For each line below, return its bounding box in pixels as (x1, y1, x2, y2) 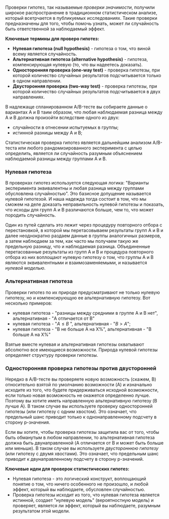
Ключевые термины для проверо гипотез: (5, 35, 99, 42)
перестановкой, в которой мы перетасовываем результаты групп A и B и (5, 228, 163, 234)
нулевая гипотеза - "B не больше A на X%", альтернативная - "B (12, 326, 152, 332)
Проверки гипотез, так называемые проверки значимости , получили (5, 5, 155, 10)
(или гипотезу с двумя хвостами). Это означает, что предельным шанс (5, 451, 159, 457)
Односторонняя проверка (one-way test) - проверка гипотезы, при (12, 67, 160, 73)
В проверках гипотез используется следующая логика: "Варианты (5, 180, 149, 186)
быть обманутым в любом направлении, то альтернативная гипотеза (5, 434, 155, 440)
